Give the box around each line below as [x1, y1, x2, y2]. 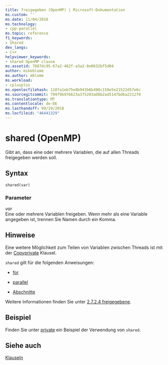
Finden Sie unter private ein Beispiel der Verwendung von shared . [5, 327, 141, 333]
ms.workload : [5, 78, 33, 83]
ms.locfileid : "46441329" [5, 111, 60, 116]
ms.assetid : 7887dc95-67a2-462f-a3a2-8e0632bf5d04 [5, 64, 114, 69]
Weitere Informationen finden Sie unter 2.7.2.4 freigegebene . [5, 298, 132, 304]
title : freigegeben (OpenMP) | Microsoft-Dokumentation [5, 7, 125, 13]
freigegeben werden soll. [5, 154, 58, 161]
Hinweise [5, 231, 35, 240]
